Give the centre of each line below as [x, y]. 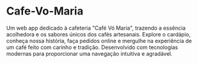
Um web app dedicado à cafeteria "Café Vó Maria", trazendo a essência [96, 28]
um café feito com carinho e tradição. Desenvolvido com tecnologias [92, 47]
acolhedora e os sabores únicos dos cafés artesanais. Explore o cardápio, [98, 34]
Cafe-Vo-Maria [45, 11]
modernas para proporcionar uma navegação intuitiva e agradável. [89, 53]
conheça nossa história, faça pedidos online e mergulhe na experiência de [99, 41]
